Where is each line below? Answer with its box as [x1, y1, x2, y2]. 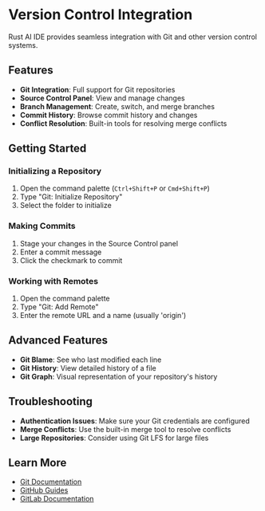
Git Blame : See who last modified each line [19, 355, 162, 364]
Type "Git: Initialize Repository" [19, 192, 123, 202]
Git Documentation [19, 477, 82, 487]
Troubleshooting [8, 395, 93, 408]
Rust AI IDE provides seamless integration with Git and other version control [8, 32, 258, 41]
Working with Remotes [8, 275, 98, 286]
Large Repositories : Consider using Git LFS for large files [19, 433, 209, 442]
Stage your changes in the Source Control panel [19, 238, 178, 248]
